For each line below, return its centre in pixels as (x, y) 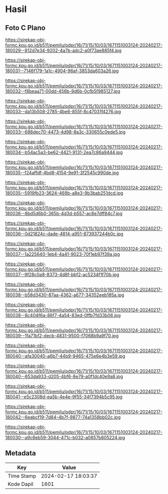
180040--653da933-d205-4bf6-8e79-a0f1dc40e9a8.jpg (64, 376)
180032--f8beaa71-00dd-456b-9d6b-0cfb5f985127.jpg (63, 91)
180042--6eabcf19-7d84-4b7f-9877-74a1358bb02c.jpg (63, 417)
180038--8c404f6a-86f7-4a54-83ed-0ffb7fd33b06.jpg (63, 315)
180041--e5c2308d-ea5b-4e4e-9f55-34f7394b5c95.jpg (64, 397)
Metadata (21, 453)
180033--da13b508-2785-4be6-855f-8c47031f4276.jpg (63, 112)
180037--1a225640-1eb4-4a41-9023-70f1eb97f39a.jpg (63, 254)
